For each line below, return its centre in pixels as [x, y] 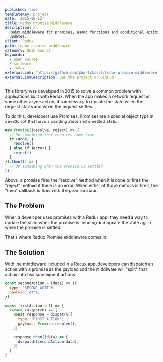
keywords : [15, 55]
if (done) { [22, 139]
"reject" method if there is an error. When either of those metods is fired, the [81, 185]
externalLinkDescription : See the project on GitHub [59, 77]
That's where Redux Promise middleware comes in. [56, 237]
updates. [18, 37]
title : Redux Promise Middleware [39, 23]
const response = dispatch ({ [43, 315]
